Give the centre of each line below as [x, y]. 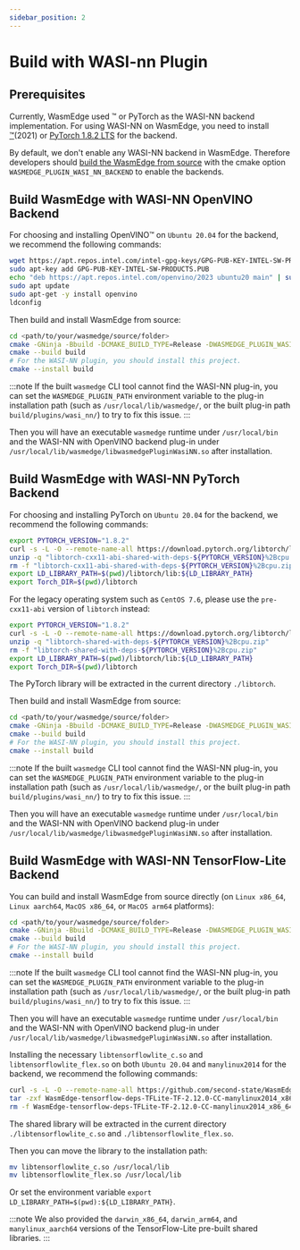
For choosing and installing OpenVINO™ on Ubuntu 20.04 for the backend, [144, 235]
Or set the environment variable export [80, 1192]
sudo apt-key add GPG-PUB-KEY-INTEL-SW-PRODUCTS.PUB [109, 269]
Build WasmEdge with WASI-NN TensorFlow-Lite [148, 861]
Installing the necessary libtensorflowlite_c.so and [106, 1054]
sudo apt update [39, 286]
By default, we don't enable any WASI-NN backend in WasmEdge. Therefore [150, 152]
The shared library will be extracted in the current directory [118, 1124]
